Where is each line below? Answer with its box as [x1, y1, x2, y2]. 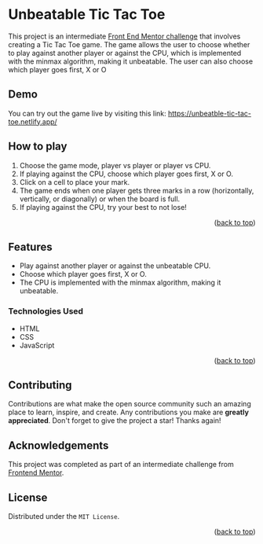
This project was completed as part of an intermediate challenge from [8, 460, 234, 469]
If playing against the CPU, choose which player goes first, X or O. [19, 169, 234, 178]
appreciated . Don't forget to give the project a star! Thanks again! [8, 416, 221, 425]
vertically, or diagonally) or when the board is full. [19, 194, 181, 204]
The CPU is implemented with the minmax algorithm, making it [19, 278, 221, 288]
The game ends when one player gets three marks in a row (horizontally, [19, 186, 254, 195]
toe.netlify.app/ [8, 116, 57, 127]
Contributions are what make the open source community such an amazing [8, 399, 251, 409]
